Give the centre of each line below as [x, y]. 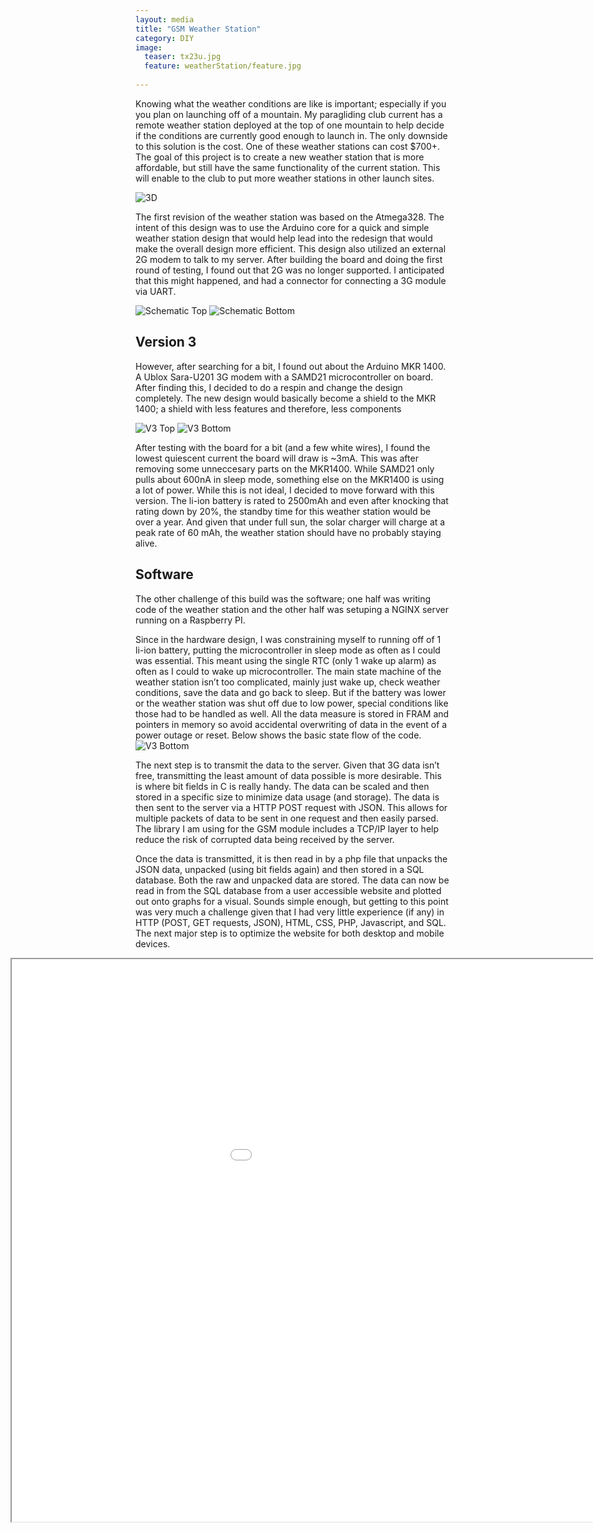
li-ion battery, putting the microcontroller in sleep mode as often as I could [288, 650]
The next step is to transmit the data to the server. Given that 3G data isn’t [287, 765]
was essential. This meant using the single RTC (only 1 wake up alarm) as [286, 660]
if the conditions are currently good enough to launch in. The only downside [291, 135]
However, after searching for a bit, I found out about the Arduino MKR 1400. [291, 366]
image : [149, 47]
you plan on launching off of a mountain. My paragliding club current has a [289, 114]
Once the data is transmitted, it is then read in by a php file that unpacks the [291, 858]
